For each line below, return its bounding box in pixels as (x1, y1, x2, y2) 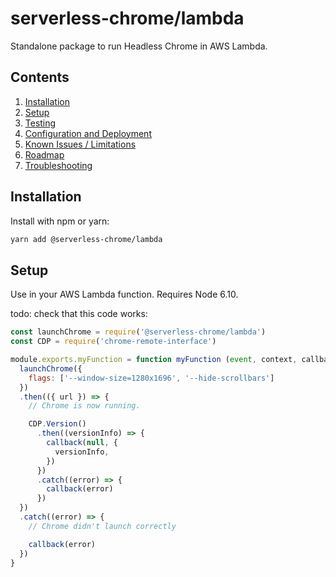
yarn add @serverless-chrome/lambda (10, 234, 163, 244)
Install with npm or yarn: (10, 215, 110, 227)
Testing (24, 117, 57, 129)
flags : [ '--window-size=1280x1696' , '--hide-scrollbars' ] (28, 373, 275, 383)
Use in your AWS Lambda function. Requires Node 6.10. (10, 288, 239, 301)
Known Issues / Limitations (24, 138, 137, 150)
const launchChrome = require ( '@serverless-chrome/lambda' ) (10, 327, 267, 337)
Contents (10, 69, 70, 86)
